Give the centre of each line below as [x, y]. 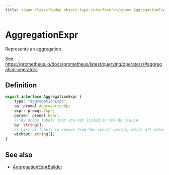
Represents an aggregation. [34, 49]
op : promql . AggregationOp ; [43, 106]
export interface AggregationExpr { [44, 97]
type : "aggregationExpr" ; [41, 101]
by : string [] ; [29, 125]
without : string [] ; [35, 134]
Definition [21, 85]
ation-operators [21, 69]
